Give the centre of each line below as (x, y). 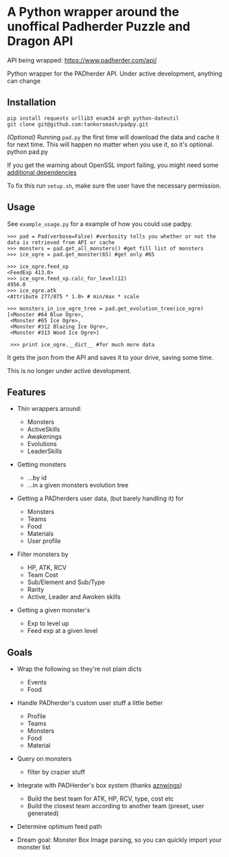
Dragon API (40, 41)
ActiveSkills (44, 430)
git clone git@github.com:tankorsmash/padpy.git (78, 124)
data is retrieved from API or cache (61, 242)
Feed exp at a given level (62, 631)
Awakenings (45, 436)
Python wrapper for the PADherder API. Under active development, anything (115, 74)
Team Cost (43, 575)
